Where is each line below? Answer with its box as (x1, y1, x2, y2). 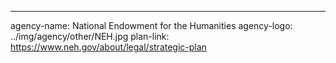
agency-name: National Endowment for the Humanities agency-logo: (10, 20, 293, 31)
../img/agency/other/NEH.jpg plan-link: (10, 31, 170, 42)
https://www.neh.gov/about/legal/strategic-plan (10, 41, 207, 53)
